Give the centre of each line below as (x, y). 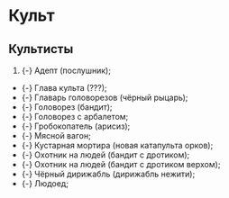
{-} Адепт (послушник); (66, 70)
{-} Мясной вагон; (56, 135)
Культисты (41, 49)
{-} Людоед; (45, 184)
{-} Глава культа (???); (64, 88)
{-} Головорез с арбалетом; (75, 117)
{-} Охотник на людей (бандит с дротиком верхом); (121, 164)
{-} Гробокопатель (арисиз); (76, 126)
